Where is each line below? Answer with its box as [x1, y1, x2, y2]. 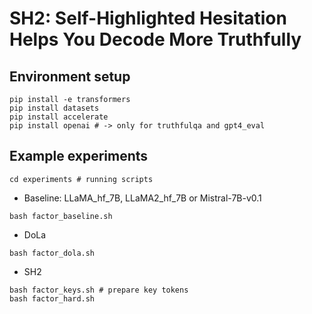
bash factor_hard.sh [9, 293, 96, 304]
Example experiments [9, 148, 149, 165]
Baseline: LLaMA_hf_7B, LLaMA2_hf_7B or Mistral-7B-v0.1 [23, 192, 262, 204]
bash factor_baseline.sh [9, 211, 113, 221]
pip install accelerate [9, 112, 109, 122]
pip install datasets [9, 103, 100, 113]
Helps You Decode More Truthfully [9, 28, 302, 51]
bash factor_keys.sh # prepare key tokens [9, 285, 189, 295]
